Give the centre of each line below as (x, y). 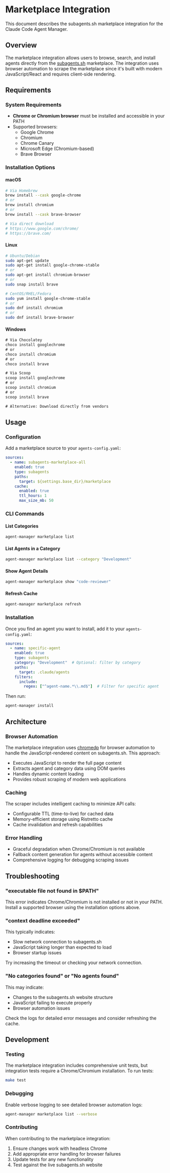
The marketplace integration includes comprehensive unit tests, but (77, 1065)
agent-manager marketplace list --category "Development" (68, 559)
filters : (24, 677)
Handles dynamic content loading (48, 773)
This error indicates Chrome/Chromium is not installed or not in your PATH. (84, 902)
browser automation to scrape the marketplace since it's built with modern (84, 68)
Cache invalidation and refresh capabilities (58, 825)
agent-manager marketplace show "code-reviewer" (58, 582)
